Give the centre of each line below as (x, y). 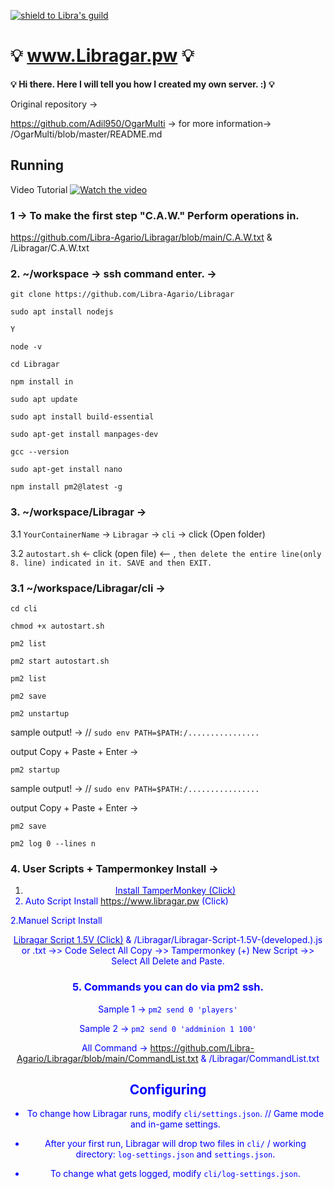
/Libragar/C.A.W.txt (50, 248)
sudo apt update (44, 400)
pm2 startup (35, 770)
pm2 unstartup (40, 713)
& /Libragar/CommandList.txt (260, 1058)
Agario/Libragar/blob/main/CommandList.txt (107, 1058)
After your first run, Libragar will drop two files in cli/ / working (175, 1144)
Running (37, 165)
